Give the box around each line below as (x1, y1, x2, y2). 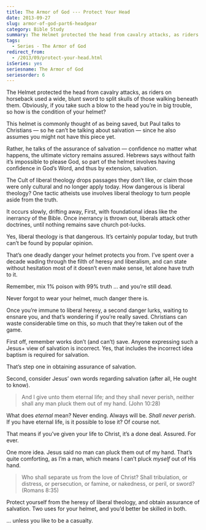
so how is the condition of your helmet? (6, 108, 106, 115)
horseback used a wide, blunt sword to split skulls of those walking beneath (6, 95, 198, 103)
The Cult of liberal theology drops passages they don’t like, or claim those (6, 176, 193, 184)
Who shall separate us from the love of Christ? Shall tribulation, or (21, 473, 188, 481)
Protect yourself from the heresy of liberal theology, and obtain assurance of (6, 499, 200, 506)
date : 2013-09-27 (6, 15, 51, 21)
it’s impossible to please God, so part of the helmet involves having (6, 158, 176, 166)
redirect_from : (6, 49, 45, 55)
